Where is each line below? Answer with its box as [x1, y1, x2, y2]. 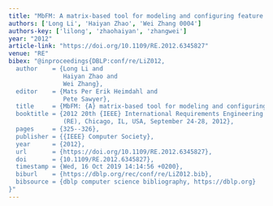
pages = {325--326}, [15, 125, 100, 133]
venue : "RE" [8, 49, 49, 58]
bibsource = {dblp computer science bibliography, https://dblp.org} [15, 178, 256, 187]
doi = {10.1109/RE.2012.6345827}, [15, 155, 154, 163]
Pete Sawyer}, [63, 95, 111, 103]
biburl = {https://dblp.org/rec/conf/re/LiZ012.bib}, [15, 170, 213, 178]
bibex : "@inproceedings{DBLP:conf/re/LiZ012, [8, 58, 165, 66]
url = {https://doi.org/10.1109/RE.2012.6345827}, [15, 148, 213, 156]
